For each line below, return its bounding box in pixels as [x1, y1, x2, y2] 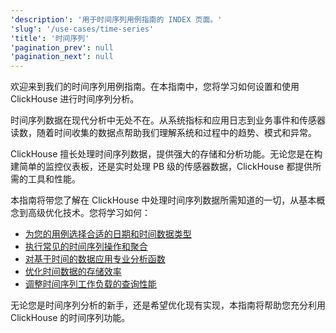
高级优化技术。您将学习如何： [27, 207, 151, 219]
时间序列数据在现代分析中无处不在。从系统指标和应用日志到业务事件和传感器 [10, 114, 326, 126]
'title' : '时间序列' [10, 33, 90, 43]
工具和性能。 [27, 173, 81, 185]
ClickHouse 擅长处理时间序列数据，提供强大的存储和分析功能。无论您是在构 [10, 148, 323, 160]
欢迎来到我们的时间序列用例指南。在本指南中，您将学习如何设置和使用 [10, 81, 300, 93]
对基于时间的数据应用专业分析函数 [24, 253, 166, 265]
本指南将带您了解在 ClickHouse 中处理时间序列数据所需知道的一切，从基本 [10, 194, 317, 206]
